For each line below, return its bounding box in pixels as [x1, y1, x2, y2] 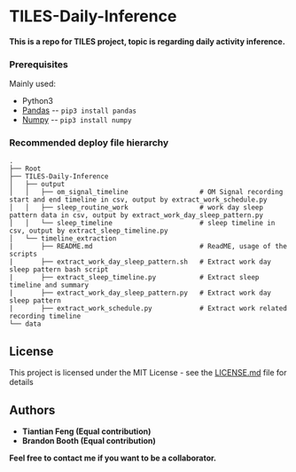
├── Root [9, 164, 42, 174]
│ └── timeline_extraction [9, 234, 117, 243]
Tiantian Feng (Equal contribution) [21, 426, 152, 437]
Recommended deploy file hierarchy [9, 137, 169, 148]
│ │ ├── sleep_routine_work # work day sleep [9, 203, 264, 212]
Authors [9, 402, 56, 418]
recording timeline [9, 312, 82, 321]
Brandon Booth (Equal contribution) [21, 436, 157, 445]
